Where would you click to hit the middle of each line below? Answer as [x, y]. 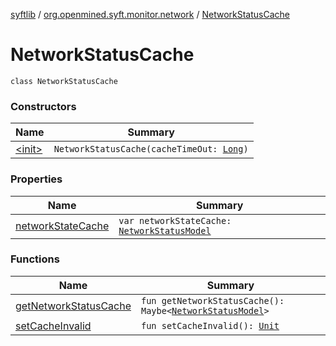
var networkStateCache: [175, 220]
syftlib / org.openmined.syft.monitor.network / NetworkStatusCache [150, 14]
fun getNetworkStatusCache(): [212, 300]
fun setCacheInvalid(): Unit [210, 325]
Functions [35, 259]
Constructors [43, 106]
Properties [36, 179]
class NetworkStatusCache [64, 81]
